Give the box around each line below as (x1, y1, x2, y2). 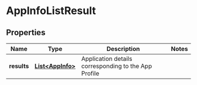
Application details (81, 55, 133, 63)
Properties (6, 28, 46, 38)
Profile (81, 69, 100, 77)
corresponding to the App (81, 62, 152, 70)
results (9, 62, 29, 70)
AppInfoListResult (6, 4, 96, 18)
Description (106, 45, 140, 53)
